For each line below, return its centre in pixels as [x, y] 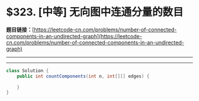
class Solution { [28, 71]
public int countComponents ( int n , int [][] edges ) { [83, 76]
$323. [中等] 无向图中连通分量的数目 [95, 12]
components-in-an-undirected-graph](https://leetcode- [74, 36]
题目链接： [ [20, 30]
